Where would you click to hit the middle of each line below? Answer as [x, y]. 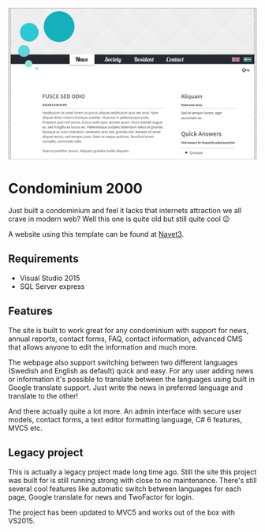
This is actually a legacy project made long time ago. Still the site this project [132, 472]
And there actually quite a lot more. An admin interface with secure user [125, 411]
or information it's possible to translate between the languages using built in [131, 379]
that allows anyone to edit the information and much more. [103, 347]
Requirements [43, 259]
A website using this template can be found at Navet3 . [96, 234]
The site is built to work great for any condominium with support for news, [129, 330]
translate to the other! [43, 395]
